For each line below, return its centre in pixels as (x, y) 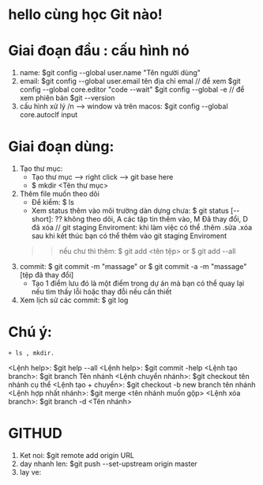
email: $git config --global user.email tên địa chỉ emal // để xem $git (130, 81)
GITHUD (36, 434)
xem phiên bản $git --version (67, 98)
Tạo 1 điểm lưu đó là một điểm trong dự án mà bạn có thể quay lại (138, 283)
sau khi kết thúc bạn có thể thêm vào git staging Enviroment (129, 236)
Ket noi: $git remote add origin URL (77, 455)
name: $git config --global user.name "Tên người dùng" (110, 73)
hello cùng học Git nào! (86, 15)
